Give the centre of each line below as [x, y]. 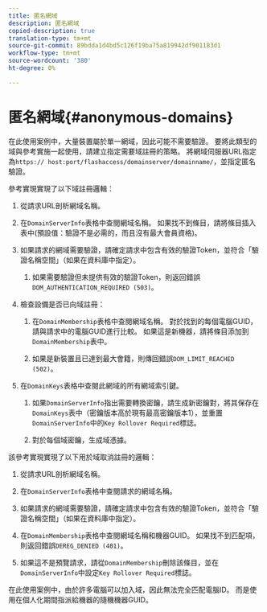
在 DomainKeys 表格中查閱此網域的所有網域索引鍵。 [101, 385]
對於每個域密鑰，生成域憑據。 [81, 440]
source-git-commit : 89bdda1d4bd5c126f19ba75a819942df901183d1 [115, 46]
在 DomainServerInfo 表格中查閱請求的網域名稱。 [98, 491]
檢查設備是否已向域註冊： [62, 304]
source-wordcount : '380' [50, 61]
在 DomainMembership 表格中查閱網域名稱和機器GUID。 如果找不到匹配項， [140, 535]
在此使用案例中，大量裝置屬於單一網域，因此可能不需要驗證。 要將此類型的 [133, 141]
